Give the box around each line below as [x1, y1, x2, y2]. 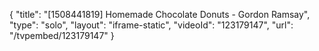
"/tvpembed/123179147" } [9, 30, 115, 41]
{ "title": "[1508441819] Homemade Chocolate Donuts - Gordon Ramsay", [9, 9, 311, 20]
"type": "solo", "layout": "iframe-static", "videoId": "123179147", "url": [9, 19, 294, 31]
